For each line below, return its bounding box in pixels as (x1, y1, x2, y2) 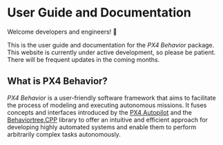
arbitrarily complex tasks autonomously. (7, 130, 121, 138)
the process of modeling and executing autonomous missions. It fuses (7, 101, 207, 109)
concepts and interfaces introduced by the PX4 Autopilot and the (7, 108, 192, 116)
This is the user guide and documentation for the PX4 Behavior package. (7, 41, 215, 49)
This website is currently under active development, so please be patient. (7, 48, 216, 56)
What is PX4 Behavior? (7, 76, 108, 87)
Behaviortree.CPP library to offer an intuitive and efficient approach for (7, 115, 209, 124)
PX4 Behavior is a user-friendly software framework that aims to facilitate (7, 93, 216, 102)
